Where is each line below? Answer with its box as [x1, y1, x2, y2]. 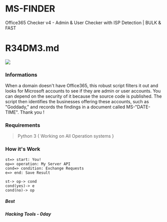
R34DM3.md [5, 43, 59, 54]
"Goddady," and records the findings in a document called [5, 104, 125, 110]
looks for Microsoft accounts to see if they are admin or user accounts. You [5, 88, 161, 94]
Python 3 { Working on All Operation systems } [17, 133, 114, 139]
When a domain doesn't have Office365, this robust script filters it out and [5, 83, 158, 89]
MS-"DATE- [126, 104, 150, 110]
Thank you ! [20, 109, 45, 115]
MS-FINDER [5, 3, 55, 15]
